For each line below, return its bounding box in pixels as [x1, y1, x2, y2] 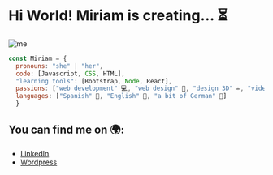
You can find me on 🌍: [8, 123, 125, 137]
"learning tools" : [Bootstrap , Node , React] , [15, 77, 173, 85]
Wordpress [19, 157, 58, 167]
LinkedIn [19, 148, 50, 158]
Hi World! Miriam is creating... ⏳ [8, 6, 228, 25]
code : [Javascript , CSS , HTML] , [15, 70, 126, 78]
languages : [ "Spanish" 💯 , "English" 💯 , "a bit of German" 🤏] [15, 92, 227, 100]
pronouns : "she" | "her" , [15, 62, 104, 70]
